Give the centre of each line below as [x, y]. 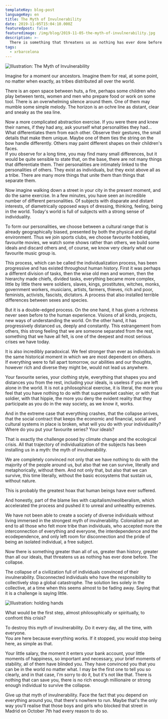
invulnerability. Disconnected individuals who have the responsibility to [78, 577]
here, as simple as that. [29, 643]
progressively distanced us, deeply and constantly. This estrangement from [83, 326]
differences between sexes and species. [47, 300]
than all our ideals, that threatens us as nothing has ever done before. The [81, 557]
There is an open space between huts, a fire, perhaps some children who [80, 91]
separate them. [21, 180]
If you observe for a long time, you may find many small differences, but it [81, 154]
